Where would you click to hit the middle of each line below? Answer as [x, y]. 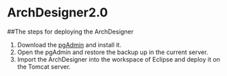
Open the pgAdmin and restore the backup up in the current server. [112, 52]
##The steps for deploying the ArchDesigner [71, 31]
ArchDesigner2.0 [57, 13]
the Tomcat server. [44, 66]
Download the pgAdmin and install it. [69, 45]
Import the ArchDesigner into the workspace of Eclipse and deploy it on [118, 59]
